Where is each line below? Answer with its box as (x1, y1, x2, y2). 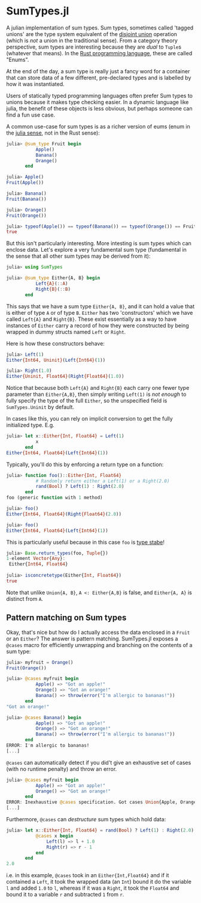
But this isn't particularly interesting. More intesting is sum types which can (6, 240, 191, 247)
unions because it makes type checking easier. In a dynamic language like (6, 98, 189, 106)
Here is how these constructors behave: (6, 339, 105, 347)
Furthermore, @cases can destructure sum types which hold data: (6, 816, 166, 822)
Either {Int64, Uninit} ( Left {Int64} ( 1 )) (6, 357, 106, 363)
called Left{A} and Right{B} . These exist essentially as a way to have (6, 315, 177, 323)
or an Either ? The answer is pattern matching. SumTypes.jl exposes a (6, 635, 178, 642)
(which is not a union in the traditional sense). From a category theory (6, 37, 178, 44)
